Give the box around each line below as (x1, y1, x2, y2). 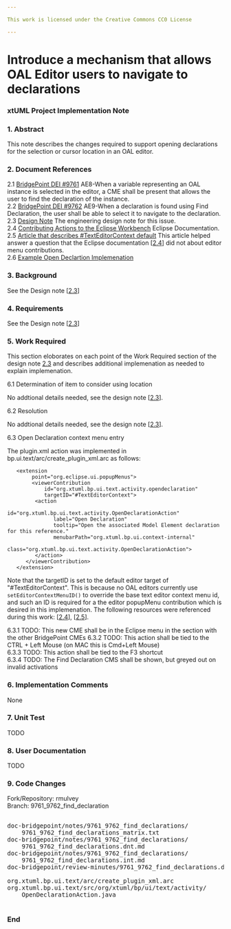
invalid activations (7, 663, 58, 671)
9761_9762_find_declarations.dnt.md (21, 843, 146, 850)
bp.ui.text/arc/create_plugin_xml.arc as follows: (7, 454, 141, 463)
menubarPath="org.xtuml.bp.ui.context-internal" (53, 534, 195, 541)
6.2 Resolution (7, 407, 48, 415)
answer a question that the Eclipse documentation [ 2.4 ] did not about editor (7, 239, 222, 247)
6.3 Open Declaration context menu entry (7, 434, 124, 442)
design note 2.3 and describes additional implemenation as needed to (7, 359, 205, 368)
